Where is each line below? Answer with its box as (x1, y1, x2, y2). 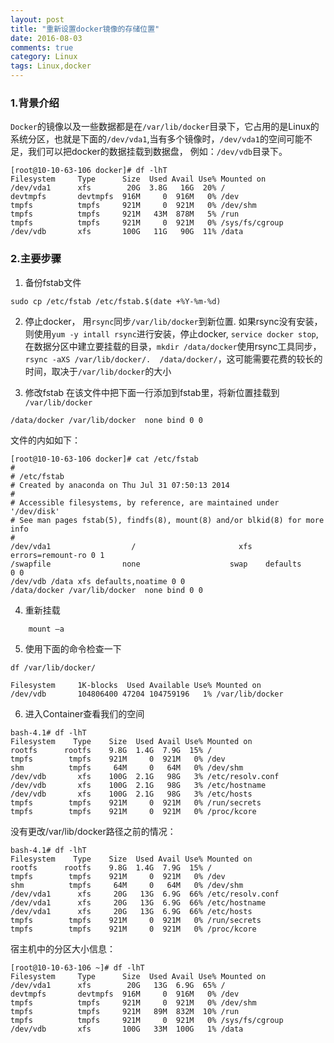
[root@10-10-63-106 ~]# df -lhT (10, 962, 145, 973)
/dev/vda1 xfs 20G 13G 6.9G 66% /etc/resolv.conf (10, 889, 280, 899)
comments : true (10, 42, 74, 53)
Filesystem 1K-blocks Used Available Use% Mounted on (10, 680, 262, 690)
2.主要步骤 (10, 252, 62, 266)
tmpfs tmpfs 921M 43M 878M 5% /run (10, 209, 240, 220)
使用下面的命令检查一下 (24, 642, 122, 655)
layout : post (10, 14, 65, 25)
